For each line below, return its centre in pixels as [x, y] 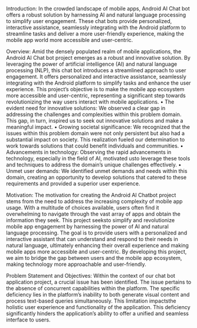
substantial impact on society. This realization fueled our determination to [96, 139]
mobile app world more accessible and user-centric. [70, 40]
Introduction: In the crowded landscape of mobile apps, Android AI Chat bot [98, 9]
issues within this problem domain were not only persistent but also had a [95, 133]
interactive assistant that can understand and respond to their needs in [92, 239]
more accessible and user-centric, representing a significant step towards [96, 95]
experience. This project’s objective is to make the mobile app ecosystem [95, 89]
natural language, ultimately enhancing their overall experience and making [97, 245]
